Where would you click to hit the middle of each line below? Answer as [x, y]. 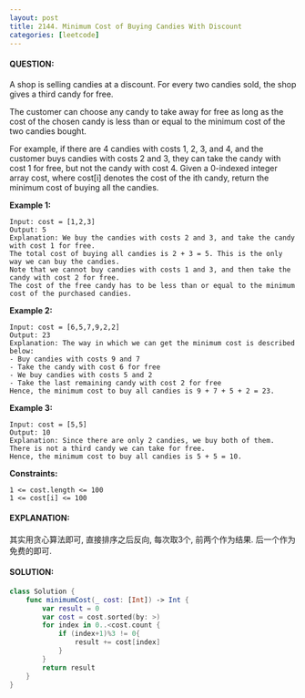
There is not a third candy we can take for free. [107, 448]
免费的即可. [31, 550]
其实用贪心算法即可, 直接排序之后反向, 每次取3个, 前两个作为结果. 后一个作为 [152, 539]
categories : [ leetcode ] [55, 35]
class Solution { [42, 591]
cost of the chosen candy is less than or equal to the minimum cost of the [147, 121]
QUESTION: [32, 64]
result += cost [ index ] [117, 642]
